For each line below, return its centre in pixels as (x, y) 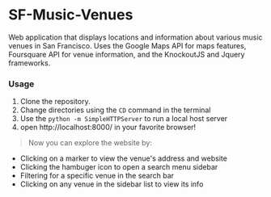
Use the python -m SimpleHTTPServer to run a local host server (124, 119)
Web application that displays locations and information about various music (135, 37)
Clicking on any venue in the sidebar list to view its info (112, 184)
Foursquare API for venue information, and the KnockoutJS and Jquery (127, 54)
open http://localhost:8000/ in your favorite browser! (108, 128)
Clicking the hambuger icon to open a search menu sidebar (119, 167)
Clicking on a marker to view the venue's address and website (124, 158)
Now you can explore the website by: (90, 143)
